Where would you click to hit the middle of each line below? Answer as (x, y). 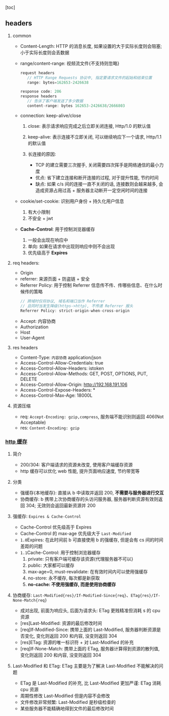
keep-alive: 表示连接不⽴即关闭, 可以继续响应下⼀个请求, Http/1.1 (95, 136)
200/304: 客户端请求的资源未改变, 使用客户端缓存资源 (76, 464)
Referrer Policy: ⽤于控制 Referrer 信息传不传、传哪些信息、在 (84, 285)
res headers (25, 347)
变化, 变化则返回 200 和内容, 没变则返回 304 (71, 636)
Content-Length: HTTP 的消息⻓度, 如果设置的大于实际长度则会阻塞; (91, 46)
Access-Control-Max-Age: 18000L (56, 395)
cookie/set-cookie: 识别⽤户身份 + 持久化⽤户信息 (72, 201)
